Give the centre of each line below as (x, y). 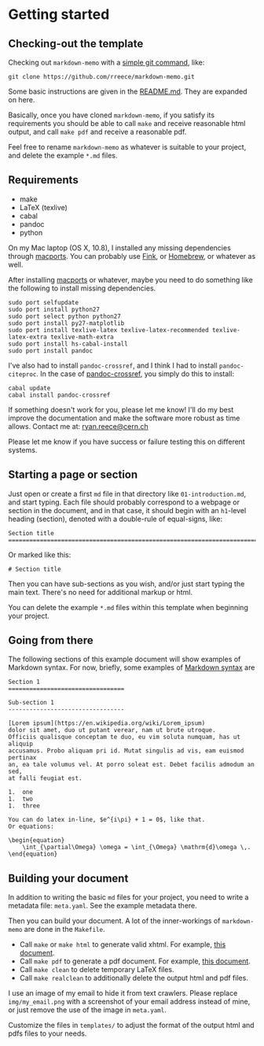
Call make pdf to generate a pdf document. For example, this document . (135, 961)
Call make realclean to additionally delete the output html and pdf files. (134, 978)
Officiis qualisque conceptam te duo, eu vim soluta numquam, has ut (125, 737)
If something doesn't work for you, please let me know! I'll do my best (121, 409)
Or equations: (31, 827)
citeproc (22, 374)
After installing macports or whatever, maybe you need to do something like (130, 279)
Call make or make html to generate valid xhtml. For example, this (123, 944)
